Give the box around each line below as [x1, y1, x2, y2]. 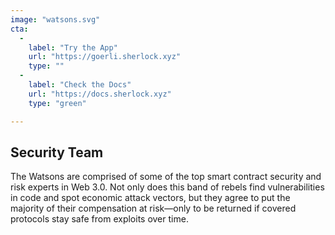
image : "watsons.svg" [10, 14, 101, 25]
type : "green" [28, 98, 87, 108]
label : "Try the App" [28, 42, 118, 53]
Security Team [10, 144, 104, 161]
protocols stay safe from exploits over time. [10, 213, 189, 225]
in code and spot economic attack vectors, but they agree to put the [10, 192, 291, 204]
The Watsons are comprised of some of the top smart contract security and [10, 171, 322, 183]
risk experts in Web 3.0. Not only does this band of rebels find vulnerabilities [10, 181, 325, 193]
